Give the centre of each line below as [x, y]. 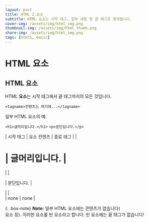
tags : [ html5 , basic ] [28, 38]
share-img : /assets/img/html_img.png [44, 33]
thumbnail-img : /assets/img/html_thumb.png [51, 28]
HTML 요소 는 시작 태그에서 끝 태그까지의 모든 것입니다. [58, 96]
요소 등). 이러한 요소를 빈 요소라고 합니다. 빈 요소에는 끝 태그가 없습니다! [74, 215]
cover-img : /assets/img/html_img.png [44, 24]
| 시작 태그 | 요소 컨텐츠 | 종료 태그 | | [41, 137]
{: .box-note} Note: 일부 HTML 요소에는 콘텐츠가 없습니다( [63, 208]
